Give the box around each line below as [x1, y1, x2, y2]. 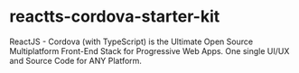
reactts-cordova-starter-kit [9, 6, 220, 27]
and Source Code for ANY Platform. [9, 55, 143, 66]
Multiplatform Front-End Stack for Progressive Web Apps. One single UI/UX [9, 45, 290, 56]
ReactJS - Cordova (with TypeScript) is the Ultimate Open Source [9, 36, 254, 47]
